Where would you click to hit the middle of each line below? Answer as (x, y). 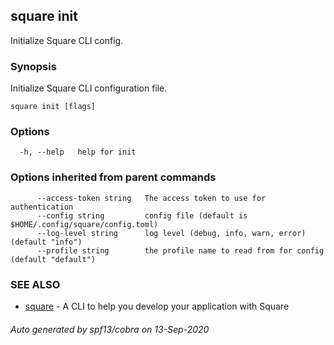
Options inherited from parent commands (113, 177)
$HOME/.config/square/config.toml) (84, 224)
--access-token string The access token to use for (151, 198)
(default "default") (53, 259)
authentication (42, 207)
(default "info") (46, 242)
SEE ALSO (35, 284)
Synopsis (33, 66)
